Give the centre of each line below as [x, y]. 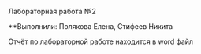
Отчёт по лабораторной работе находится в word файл [101, 41]
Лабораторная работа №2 [52, 11]
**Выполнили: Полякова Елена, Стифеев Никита [91, 26]
